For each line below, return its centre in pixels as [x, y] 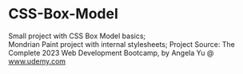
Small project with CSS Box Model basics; [77, 36]
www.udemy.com [37, 61]
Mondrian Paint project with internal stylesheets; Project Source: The [122, 44]
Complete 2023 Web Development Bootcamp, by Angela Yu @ [111, 53]
